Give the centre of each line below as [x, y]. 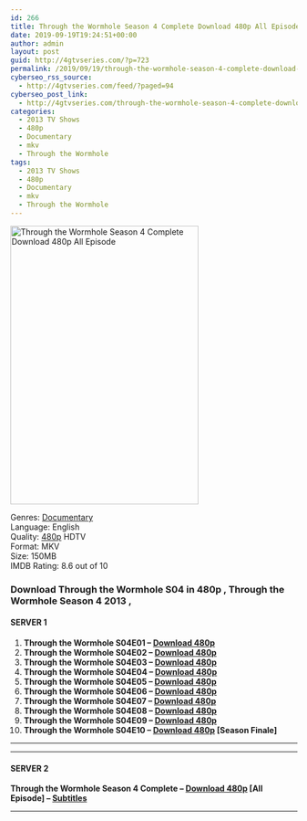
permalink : [31, 69]
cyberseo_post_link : [50, 94]
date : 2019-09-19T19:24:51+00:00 [74, 35]
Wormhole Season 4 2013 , [71, 601]
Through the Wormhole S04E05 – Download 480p [120, 682]
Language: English [45, 527]
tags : [20, 162]
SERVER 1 [29, 623]
